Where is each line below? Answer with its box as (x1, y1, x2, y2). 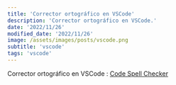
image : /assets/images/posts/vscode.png (7, 37, 129, 44)
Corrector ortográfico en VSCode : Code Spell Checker (7, 69, 169, 78)
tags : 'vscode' (7, 50, 53, 57)
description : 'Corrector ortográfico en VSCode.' (7, 17, 158, 24)
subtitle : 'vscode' (7, 43, 65, 50)
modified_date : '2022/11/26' (7, 30, 94, 38)
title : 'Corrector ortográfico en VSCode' (7, 10, 135, 18)
